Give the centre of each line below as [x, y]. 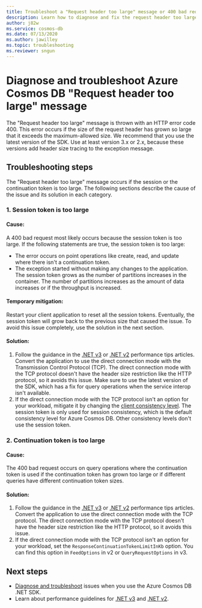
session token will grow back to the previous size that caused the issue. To [99, 321]
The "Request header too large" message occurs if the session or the [92, 181]
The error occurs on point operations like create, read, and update [97, 255]
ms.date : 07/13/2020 [32, 34]
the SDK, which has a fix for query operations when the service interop [103, 387]
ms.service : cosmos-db [35, 29]
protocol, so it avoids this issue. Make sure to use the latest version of [101, 380]
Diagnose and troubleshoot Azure [92, 80]
